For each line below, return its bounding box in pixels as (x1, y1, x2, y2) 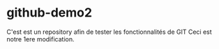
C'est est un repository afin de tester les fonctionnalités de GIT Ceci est (6, 28, 212, 36)
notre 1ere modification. (6, 35, 75, 43)
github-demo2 (6, 5, 92, 21)
